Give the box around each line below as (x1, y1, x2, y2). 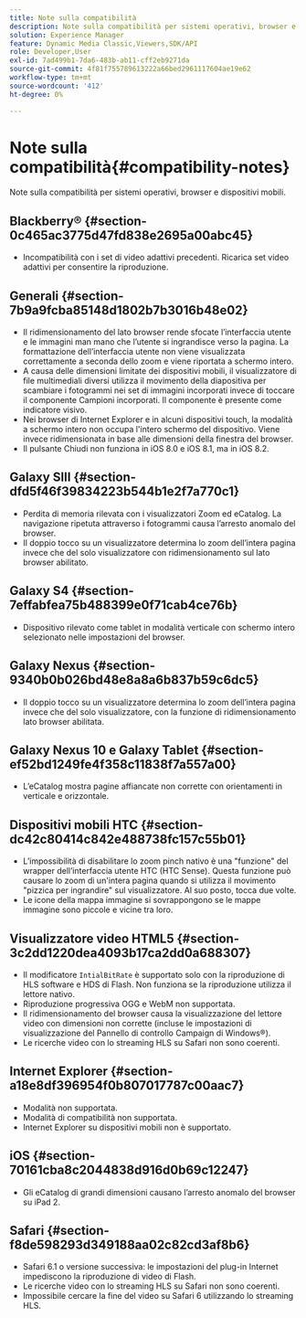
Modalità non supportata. (22, 1102, 119, 1113)
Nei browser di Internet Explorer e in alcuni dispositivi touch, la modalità (22, 414, 293, 425)
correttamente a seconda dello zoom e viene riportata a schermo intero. (22, 356, 294, 367)
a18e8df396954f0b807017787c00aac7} (9, 1078, 245, 1093)
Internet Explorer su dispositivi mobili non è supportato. (22, 1121, 231, 1132)
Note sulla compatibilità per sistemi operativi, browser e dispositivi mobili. (9, 186, 286, 197)
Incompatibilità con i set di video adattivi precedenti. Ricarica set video (22, 252, 290, 263)
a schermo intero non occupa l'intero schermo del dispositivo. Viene (22, 424, 280, 435)
